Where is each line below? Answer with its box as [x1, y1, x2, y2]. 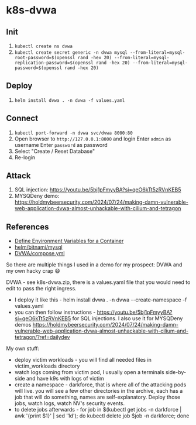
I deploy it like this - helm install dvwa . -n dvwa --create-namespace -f [14, 296, 187, 303]
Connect [6, 114, 39, 124]
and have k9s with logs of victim [26, 375, 104, 382]
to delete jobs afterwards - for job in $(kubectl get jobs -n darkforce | [14, 406, 182, 413]
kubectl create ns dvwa [14, 43, 73, 49]
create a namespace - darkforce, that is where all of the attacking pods [14, 381, 187, 388]
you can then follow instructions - [14, 309, 96, 316]
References [6, 222, 49, 232]
